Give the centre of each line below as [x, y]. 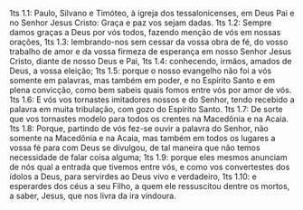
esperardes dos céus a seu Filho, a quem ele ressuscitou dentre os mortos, [150, 186]
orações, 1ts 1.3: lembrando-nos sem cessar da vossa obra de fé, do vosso [149, 42]
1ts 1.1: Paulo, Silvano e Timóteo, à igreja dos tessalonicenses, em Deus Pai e [152, 13]
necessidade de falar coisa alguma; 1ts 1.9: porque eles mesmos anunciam [148, 157]
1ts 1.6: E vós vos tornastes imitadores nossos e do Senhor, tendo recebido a [152, 100]
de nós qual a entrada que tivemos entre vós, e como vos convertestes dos [150, 167]
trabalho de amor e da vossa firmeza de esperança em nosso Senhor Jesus [151, 52]
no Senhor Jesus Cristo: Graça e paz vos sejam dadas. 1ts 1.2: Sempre [141, 23]
